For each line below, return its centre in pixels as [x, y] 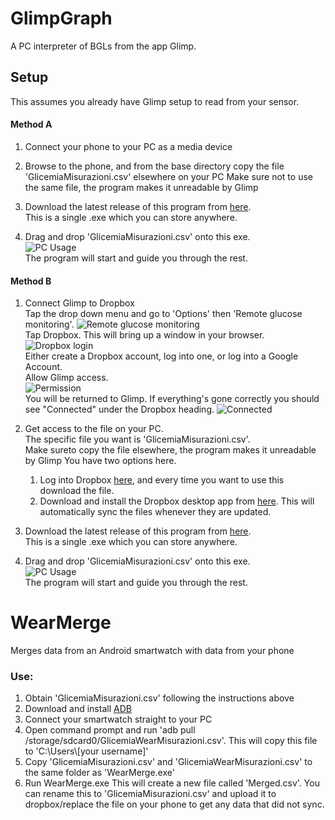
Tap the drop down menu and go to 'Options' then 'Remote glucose [163, 314]
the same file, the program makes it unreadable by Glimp [141, 187]
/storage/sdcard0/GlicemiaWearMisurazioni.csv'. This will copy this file [171, 741]
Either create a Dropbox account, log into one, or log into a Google [161, 356]
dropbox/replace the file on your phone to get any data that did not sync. [174, 804]
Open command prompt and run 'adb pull [110, 730]
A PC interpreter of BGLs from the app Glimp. [103, 46]
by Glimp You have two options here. [100, 461]
